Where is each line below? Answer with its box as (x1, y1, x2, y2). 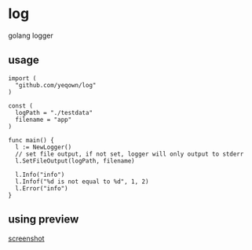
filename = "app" (15, 116, 72, 123)
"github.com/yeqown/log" (15, 81, 97, 89)
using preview (8, 213, 79, 226)
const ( (8, 101, 34, 110)
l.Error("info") (15, 184, 68, 193)
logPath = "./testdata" (15, 108, 93, 116)
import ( (8, 74, 37, 83)
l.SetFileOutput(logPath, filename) (15, 156, 135, 165)
